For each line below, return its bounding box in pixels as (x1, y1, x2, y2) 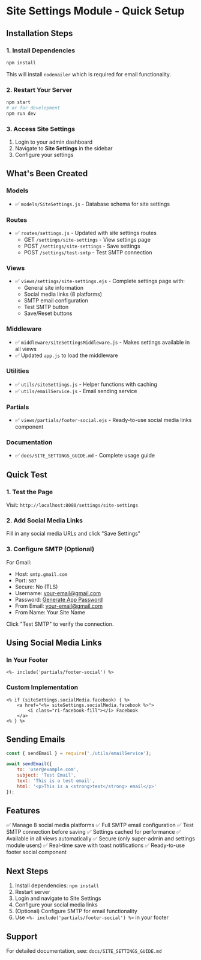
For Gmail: (6, 558, 32, 566)
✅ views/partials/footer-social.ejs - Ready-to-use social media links (14, 417, 192, 424)
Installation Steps (6, 28, 73, 38)
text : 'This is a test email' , (17, 778, 95, 784)
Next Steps (6, 866, 49, 876)
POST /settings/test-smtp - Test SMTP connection (23, 248, 152, 256)
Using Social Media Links (6, 638, 102, 648)
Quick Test (6, 469, 47, 480)
